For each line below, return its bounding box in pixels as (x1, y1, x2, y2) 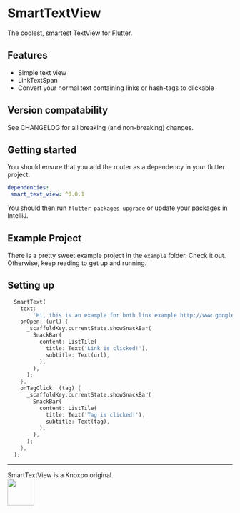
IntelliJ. (7, 211, 29, 220)
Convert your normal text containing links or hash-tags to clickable (17, 84, 214, 92)
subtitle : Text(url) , (45, 352, 111, 359)
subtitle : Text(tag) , (45, 418, 111, 425)
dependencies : (7, 184, 50, 191)
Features (7, 49, 48, 61)
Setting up (7, 279, 55, 292)
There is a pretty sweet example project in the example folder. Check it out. (7, 251, 226, 259)
